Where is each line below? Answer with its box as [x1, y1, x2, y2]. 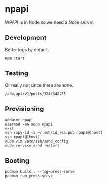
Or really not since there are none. [5, 82, 74, 88]
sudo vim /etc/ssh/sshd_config [5, 139, 68, 144]
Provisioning [5, 105, 44, 113]
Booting [5, 156, 30, 165]
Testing [5, 69, 29, 77]
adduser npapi [5, 118, 34, 123]
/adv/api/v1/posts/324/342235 [5, 91, 66, 96]
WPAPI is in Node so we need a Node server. [5, 19, 94, 25]
